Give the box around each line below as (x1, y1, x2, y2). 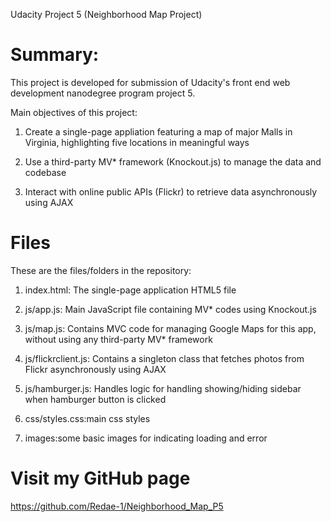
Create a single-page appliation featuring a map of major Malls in (24, 125, 293, 138)
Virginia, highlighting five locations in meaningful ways (24, 136, 250, 148)
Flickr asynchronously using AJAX (24, 363, 167, 375)
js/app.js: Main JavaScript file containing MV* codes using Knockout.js (24, 303, 317, 315)
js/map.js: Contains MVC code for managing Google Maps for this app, (24, 322, 317, 334)
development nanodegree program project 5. (10, 87, 196, 99)
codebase (24, 166, 67, 178)
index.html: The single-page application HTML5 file (24, 284, 237, 296)
